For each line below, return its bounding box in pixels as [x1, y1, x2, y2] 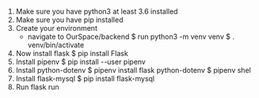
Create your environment [15, 24, 97, 32]
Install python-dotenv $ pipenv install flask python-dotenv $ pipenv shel [15, 66, 251, 74]
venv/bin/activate [27, 40, 85, 50]
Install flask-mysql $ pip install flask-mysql [15, 74, 155, 83]
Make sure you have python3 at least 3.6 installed [15, 7, 178, 16]
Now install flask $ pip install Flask [15, 49, 128, 58]
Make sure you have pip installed [15, 15, 124, 24]
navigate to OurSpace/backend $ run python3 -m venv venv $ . [27, 32, 235, 41]
